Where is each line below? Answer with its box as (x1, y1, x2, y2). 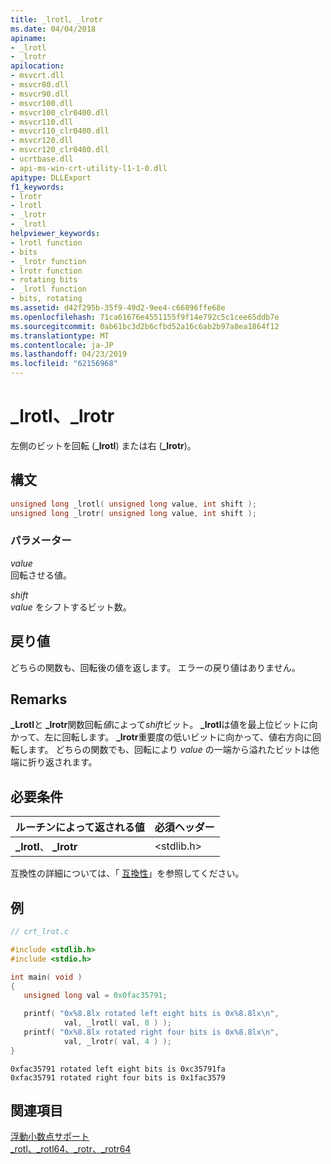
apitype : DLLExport (10, 172, 92, 183)
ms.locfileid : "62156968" (10, 359, 118, 369)
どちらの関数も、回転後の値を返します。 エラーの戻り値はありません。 (10, 661, 301, 673)
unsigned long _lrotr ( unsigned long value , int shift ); (10, 508, 257, 518)
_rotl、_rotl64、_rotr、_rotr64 (10, 1143, 132, 1155)
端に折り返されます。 (10, 756, 98, 768)
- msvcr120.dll (10, 136, 74, 146)
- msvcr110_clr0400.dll (10, 126, 110, 136)
